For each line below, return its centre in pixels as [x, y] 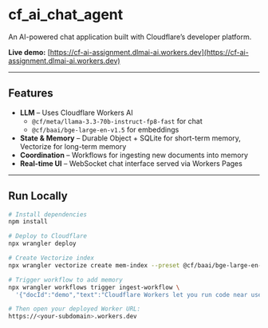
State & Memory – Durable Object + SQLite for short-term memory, [130, 138]
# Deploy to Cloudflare [48, 236]
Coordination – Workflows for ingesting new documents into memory [134, 155]
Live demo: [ [29, 52]
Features [31, 93]
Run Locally [38, 196]
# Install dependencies [48, 214]
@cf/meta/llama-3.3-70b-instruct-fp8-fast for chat [117, 121]
